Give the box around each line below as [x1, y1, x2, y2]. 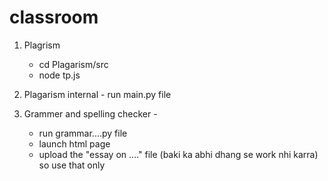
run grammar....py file [38, 127, 128, 139]
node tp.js [38, 69, 81, 81]
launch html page [38, 137, 111, 150]
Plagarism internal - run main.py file [23, 88, 172, 100]
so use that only [38, 159, 106, 171]
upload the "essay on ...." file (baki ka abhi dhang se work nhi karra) [38, 148, 319, 160]
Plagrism [23, 39, 61, 51]
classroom [9, 6, 99, 29]
